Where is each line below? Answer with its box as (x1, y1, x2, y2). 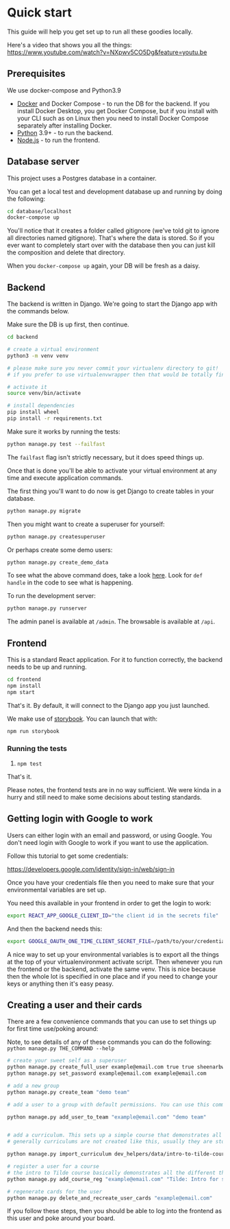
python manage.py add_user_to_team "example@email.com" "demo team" (7, 1113, 207, 1121)
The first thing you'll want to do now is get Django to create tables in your (7, 487, 214, 495)
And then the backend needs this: (7, 924, 103, 933)
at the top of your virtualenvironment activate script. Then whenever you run (7, 957, 223, 966)
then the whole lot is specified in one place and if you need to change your (7, 972, 218, 980)
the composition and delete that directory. (7, 248, 125, 256)
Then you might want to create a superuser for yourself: (7, 520, 166, 528)
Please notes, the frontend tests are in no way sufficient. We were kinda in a (7, 785, 221, 794)
